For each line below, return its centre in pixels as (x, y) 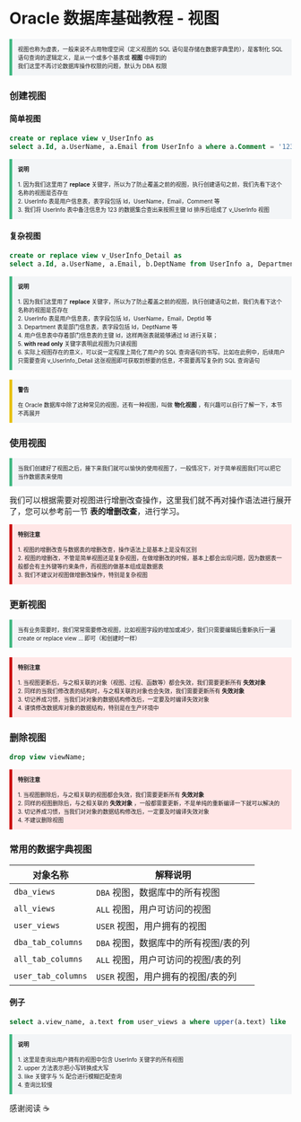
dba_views (34, 891)
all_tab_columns (48, 959)
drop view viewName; (48, 757)
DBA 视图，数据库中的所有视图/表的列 (173, 942)
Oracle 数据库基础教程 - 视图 (114, 18)
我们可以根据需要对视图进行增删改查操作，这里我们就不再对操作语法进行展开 (150, 500)
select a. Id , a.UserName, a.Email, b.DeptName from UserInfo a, (132, 264)
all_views (34, 908)
